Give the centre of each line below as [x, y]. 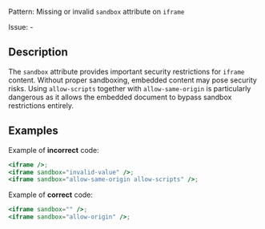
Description [38, 52]
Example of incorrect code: [54, 150]
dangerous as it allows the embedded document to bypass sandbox [120, 97]
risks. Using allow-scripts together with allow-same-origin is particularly [130, 88]
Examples [33, 131]
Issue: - [21, 27]
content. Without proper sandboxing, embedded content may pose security [133, 80]
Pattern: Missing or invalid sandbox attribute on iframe [96, 12]
